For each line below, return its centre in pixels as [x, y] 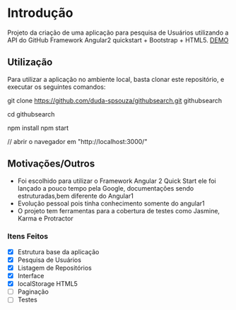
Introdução [40, 13]
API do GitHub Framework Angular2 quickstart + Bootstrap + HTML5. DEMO [118, 40]
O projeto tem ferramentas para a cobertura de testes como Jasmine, [119, 210]
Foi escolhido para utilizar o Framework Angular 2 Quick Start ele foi [117, 181]
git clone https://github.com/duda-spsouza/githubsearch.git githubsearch [115, 100]
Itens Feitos [28, 237]
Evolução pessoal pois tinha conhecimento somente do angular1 [111, 203]
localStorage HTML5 [47, 284]
